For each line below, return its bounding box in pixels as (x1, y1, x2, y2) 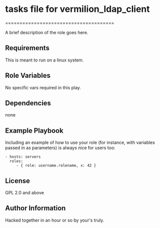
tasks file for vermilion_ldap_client (5, 3, 150, 15)
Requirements (5, 44, 50, 53)
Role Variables (5, 71, 51, 80)
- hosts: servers (5, 155, 41, 160)
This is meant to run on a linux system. (5, 57, 84, 63)
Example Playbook (5, 126, 63, 135)
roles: (9, 159, 23, 164)
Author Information (5, 204, 66, 213)
